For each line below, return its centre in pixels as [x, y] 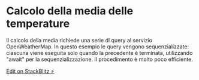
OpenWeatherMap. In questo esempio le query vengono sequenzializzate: [98, 47]
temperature [38, 24]
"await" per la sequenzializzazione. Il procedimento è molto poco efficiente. [100, 59]
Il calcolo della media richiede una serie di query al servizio [79, 40]
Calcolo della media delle [70, 11]
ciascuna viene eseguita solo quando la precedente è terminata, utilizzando [99, 53]
